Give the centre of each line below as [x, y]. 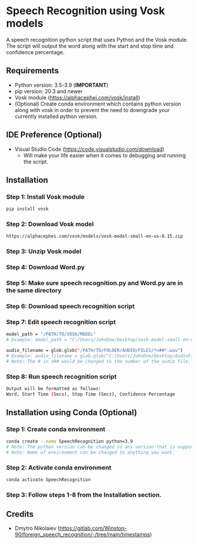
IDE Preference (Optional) [54, 135]
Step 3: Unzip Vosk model [44, 252]
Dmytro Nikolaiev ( [37, 528]
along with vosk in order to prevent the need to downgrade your [92, 110]
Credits [20, 514]
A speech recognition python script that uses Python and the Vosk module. [97, 39]
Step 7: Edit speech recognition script [61, 322]
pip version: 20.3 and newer [49, 91]
